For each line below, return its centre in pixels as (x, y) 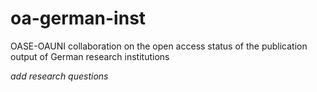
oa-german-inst (78, 18)
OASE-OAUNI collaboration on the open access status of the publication (159, 46)
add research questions (59, 76)
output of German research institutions (90, 56)
